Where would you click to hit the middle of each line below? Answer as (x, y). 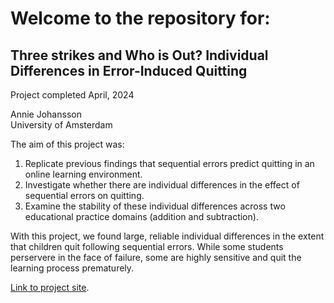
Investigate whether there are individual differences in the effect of (162, 185)
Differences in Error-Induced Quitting (129, 70)
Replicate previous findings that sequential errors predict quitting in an (169, 163)
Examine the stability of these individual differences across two (155, 206)
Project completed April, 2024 (72, 95)
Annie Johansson (46, 114)
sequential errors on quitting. (84, 195)
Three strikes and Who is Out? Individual (139, 55)
